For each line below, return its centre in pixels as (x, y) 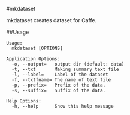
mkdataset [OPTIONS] (37, 48)
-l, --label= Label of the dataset (60, 75)
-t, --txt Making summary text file (65, 69)
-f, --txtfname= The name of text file (61, 80)
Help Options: (24, 101)
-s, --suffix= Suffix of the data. (59, 90)
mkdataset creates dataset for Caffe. (52, 20)
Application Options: (33, 59)
